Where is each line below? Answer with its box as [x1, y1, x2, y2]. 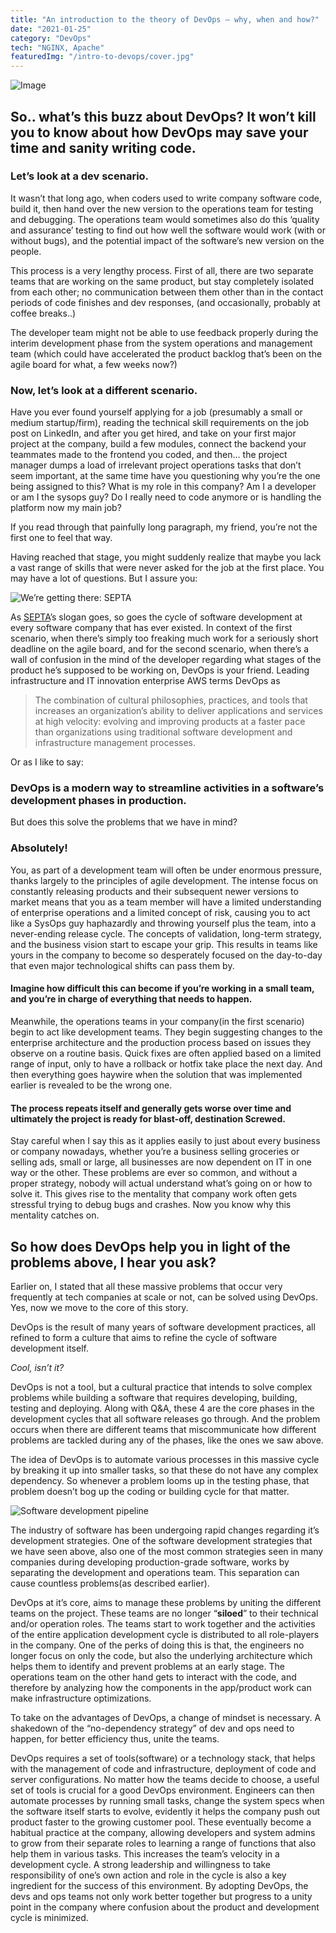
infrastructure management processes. [34, 737, 197, 749]
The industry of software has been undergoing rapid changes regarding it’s [10, 1524, 320, 1536]
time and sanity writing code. [10, 139, 197, 156]
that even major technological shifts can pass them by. [10, 959, 235, 971]
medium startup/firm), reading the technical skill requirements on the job [10, 417, 310, 429]
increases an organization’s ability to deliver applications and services [34, 705, 323, 717]
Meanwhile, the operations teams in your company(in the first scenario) [10, 1015, 305, 1027]
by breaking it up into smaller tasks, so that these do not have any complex [10, 1464, 319, 1476]
